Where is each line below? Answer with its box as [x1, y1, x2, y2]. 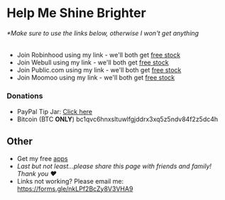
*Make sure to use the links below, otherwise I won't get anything [6, 28, 199, 37]
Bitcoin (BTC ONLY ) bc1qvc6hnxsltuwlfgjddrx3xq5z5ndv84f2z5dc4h [16, 115, 219, 123]
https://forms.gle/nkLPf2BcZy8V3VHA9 [16, 184, 133, 193]
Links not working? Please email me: [16, 177, 124, 185]
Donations [6, 91, 43, 101]
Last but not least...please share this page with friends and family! [16, 162, 212, 170]
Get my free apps [16, 154, 68, 162]
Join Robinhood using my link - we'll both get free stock [16, 51, 181, 60]
